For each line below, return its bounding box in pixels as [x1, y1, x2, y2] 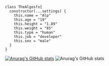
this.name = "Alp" [14, 13, 51, 18]
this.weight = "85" [14, 26, 54, 31]
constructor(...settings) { [9, 9, 67, 14]
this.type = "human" [14, 30, 55, 35]
